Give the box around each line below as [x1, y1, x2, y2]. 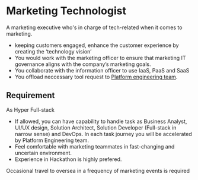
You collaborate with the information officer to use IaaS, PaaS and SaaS [14, 67, 190, 74]
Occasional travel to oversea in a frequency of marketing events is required [6, 167, 190, 174]
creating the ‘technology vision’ [14, 48, 92, 55]
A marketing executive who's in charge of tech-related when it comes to [6, 24, 183, 31]
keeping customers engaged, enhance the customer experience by [14, 42, 179, 49]
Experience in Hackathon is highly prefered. [14, 156, 122, 163]
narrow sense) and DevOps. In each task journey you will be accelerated [14, 130, 193, 137]
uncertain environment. [14, 149, 72, 156]
